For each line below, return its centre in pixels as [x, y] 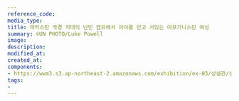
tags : [15, 80]
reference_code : [31, 14]
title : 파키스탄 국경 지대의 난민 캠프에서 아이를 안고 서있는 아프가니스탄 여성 [108, 27]
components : [25, 67]
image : [17, 41]
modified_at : [27, 54]
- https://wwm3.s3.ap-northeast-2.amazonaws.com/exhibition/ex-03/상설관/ [118, 73]
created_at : [25, 60]
